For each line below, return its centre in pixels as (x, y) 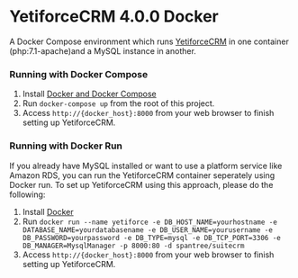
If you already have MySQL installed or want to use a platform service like (146, 166)
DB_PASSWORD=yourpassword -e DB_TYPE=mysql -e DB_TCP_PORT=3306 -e (151, 238)
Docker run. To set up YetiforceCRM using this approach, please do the (141, 184)
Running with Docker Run (66, 146)
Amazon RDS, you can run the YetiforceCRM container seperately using (142, 175)
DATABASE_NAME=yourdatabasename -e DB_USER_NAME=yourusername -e (147, 230)
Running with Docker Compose (79, 74)
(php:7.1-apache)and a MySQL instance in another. (103, 50)
